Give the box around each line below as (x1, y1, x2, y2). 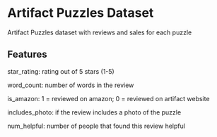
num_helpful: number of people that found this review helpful (7, 122, 186, 130)
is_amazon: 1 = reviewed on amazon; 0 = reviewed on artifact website (7, 94, 210, 103)
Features (7, 48, 47, 60)
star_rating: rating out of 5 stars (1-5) (7, 67, 115, 75)
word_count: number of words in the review (7, 81, 134, 89)
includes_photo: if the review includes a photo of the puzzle (7, 107, 182, 117)
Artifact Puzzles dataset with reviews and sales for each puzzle (7, 28, 192, 37)
